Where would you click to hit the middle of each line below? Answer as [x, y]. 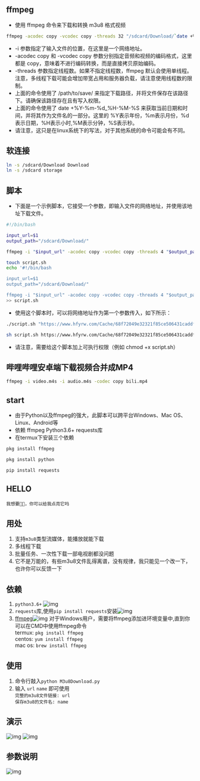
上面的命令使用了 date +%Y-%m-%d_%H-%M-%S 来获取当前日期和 [99, 108]
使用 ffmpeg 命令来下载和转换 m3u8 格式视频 [70, 25]
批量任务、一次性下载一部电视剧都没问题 [64, 554]
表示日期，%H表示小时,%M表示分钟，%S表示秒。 [76, 123]
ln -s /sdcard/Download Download [48, 165]
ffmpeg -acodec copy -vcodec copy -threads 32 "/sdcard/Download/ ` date [97, 36]
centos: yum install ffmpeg [49, 639]
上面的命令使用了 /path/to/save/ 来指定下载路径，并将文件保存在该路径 [101, 93]
